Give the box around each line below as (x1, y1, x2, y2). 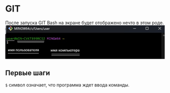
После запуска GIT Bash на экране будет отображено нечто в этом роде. (5, 20, 164, 26)
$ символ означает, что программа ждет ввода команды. (5, 82, 130, 88)
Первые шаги (5, 68, 50, 77)
